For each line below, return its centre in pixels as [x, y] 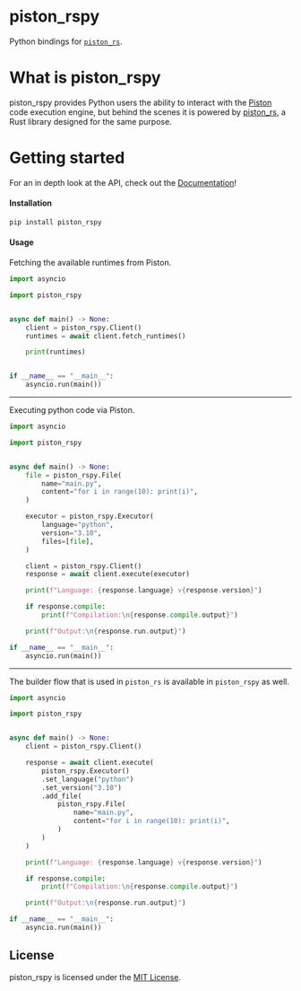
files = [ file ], [68, 541]
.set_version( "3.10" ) [82, 787]
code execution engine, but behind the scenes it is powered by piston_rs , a [148, 112]
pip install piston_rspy [56, 223]
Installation [30, 203]
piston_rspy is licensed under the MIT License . [95, 977]
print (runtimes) [56, 352]
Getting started [67, 158]
